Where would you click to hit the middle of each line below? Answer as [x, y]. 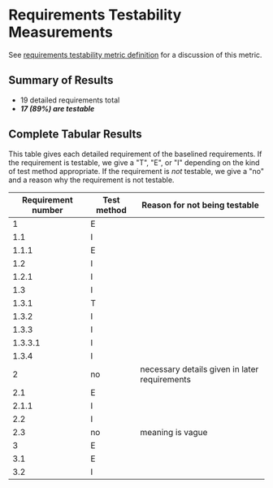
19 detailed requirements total [70, 100]
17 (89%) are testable [57, 108]
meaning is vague [174, 432]
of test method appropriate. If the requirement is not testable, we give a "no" [136, 171]
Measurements [61, 32]
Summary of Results [61, 80]
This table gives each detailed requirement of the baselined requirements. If [135, 154]
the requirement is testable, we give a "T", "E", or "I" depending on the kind [134, 162]
